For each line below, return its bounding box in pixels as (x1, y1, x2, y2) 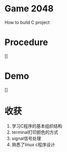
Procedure (4, 37, 48, 48)
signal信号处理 (11, 135, 41, 141)
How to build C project (4, 19, 50, 25)
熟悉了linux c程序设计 (11, 142, 55, 148)
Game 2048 (4, 3, 54, 14)
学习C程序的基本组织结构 (11, 123, 63, 129)
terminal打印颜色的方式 (11, 129, 59, 135)
